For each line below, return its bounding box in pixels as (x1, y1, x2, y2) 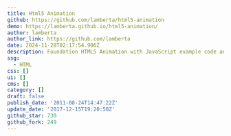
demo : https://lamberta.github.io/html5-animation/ (7, 23, 158, 30)
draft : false (7, 93, 45, 100)
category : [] (7, 87, 45, 93)
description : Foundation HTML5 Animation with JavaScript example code (7, 49, 217, 56)
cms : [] (7, 80, 30, 87)
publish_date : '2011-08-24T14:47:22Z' (7, 100, 118, 106)
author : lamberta (7, 29, 57, 36)
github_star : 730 (7, 112, 57, 119)
